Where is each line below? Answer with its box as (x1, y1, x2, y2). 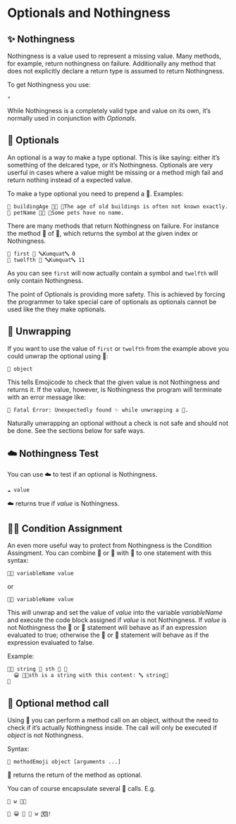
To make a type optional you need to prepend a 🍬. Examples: (7, 189, 184, 198)
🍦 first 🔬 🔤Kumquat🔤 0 (7, 250, 76, 257)
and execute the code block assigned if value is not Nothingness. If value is (7, 616, 227, 624)
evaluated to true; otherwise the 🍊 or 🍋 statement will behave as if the (7, 631, 209, 640)
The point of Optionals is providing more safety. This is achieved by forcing (7, 289, 225, 298)
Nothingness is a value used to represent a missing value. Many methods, (7, 52, 222, 60)
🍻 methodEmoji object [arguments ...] (7, 758, 121, 765)
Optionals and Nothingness (7, 5, 171, 21)
